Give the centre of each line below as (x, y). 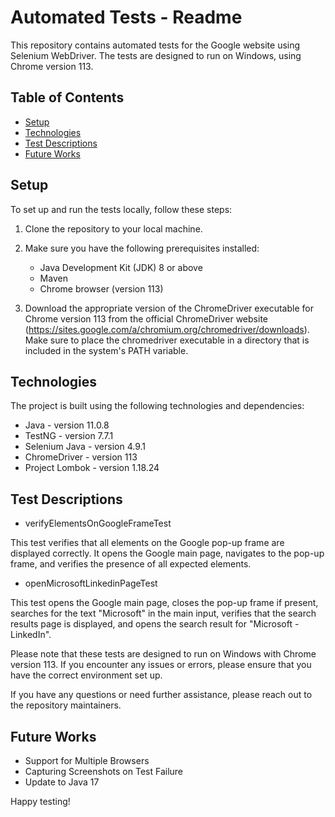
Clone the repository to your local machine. (113, 228)
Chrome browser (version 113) (101, 288)
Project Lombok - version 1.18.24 (92, 468)
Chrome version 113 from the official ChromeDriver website (146, 318)
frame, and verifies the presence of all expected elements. (131, 564)
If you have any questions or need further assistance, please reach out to (161, 695)
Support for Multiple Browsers (87, 760)
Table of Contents (67, 97)
